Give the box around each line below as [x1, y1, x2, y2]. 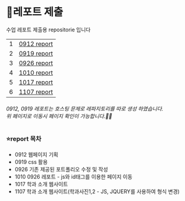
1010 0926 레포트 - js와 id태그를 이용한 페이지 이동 [14, 173, 133, 180]
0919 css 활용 [14, 158, 48, 166]
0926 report [18, 59, 53, 67]
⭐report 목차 [6, 134, 41, 142]
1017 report [18, 78, 53, 86]
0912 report [18, 40, 53, 48]
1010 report [18, 69, 53, 77]
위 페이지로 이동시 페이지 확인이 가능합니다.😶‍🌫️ [6, 112, 112, 119]
